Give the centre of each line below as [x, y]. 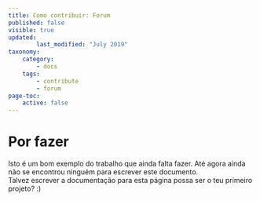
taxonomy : [24, 52]
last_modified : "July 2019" [82, 45]
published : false [37, 23]
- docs [47, 67]
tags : [31, 74]
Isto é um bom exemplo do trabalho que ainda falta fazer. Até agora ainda [127, 164]
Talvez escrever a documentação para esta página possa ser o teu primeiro [130, 181]
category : [38, 60]
